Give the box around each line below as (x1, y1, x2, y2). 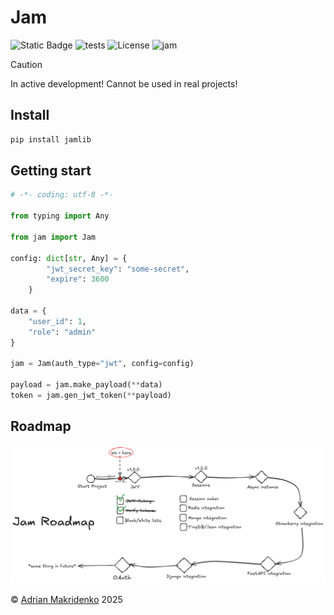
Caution (10, 58, 43, 70)
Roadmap (10, 418, 72, 435)
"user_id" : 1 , (28, 316, 87, 326)
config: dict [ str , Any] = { (10, 253, 128, 263)
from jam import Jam (10, 232, 97, 242)
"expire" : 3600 (46, 274, 110, 285)
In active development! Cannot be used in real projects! (10, 77, 238, 90)
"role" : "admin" (28, 327, 97, 337)
